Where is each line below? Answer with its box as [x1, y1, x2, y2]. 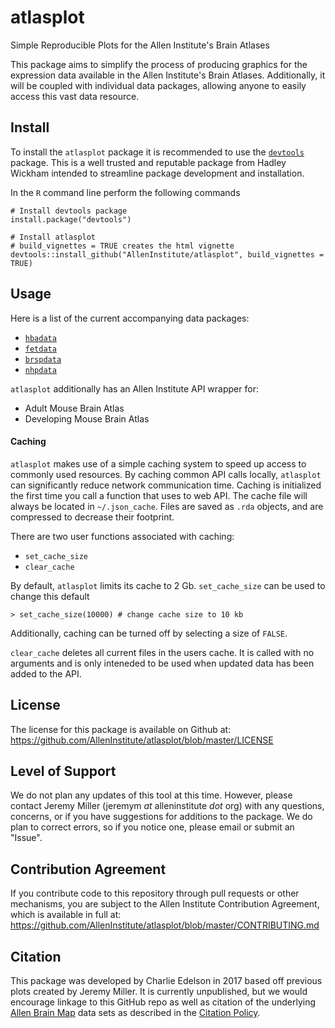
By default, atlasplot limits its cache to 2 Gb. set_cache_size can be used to [10, 579, 326, 591]
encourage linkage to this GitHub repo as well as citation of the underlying [10, 996, 317, 1008]
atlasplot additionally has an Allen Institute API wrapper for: [10, 382, 259, 395]
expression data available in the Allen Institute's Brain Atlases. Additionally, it [10, 69, 326, 81]
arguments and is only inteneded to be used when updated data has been [10, 657, 315, 669]
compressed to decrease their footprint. [10, 511, 175, 523]
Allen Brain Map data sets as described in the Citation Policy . [10, 1007, 261, 1019]
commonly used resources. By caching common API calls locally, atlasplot [10, 468, 322, 480]
